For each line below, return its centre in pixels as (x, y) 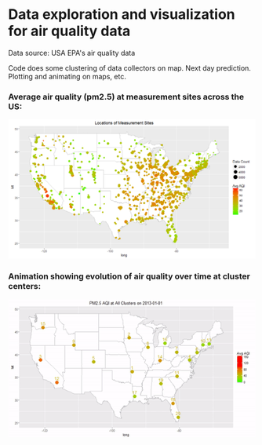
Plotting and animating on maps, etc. (67, 76)
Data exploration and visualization (122, 15)
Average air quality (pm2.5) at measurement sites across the (126, 97)
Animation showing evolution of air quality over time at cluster (129, 276)
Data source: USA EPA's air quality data (72, 53)
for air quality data (69, 31)
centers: (25, 286)
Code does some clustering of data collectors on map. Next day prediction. (129, 67)
